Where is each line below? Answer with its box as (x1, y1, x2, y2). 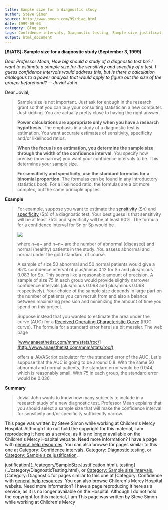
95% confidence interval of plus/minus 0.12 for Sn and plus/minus (17, 266, 153, 272)
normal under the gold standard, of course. (17, 251, 106, 257)
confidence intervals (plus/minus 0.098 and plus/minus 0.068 (17, 282, 145, 288)
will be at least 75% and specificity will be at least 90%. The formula (17, 216, 158, 222)
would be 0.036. (17, 375, 51, 381)
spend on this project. (17, 303, 63, 310)
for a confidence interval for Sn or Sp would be (17, 222, 114, 228)
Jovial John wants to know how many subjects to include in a (17, 394, 144, 400)
